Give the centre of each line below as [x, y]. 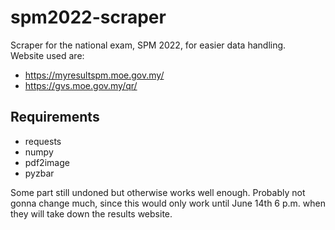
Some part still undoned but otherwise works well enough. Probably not [158, 192]
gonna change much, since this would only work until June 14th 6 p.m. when [168, 203]
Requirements [55, 117]
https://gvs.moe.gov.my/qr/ [81, 85]
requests [43, 141]
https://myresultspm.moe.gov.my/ [94, 75]
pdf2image [47, 162]
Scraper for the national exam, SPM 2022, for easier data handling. [148, 45]
